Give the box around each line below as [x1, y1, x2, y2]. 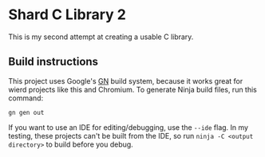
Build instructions [8, 55, 98, 69]
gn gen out [8, 108, 45, 116]
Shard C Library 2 [8, 6, 126, 24]
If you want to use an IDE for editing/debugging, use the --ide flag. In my [8, 122, 249, 132]
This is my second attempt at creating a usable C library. [8, 32, 194, 41]
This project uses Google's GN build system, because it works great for [8, 76, 243, 85]
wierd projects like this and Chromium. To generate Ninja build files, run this [8, 84, 258, 94]
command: [8, 93, 44, 103]
